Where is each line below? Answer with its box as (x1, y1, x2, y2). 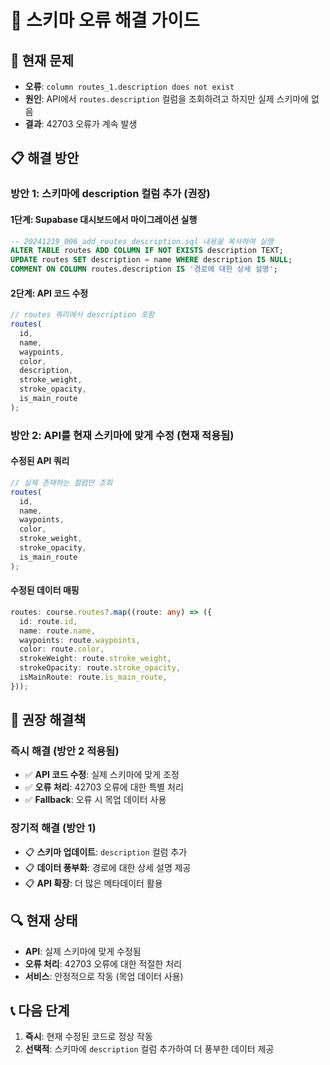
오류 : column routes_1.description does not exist (24, 81, 235, 92)
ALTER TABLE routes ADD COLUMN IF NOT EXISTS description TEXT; (10, 246, 284, 256)
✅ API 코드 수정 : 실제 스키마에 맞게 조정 (24, 769, 180, 781)
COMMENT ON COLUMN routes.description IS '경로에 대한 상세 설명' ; (10, 264, 278, 275)
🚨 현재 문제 (10, 52, 75, 69)
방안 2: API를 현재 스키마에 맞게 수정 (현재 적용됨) (10, 428, 235, 442)
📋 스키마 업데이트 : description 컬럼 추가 (24, 846, 188, 858)
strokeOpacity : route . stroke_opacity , (19, 663, 182, 673)
